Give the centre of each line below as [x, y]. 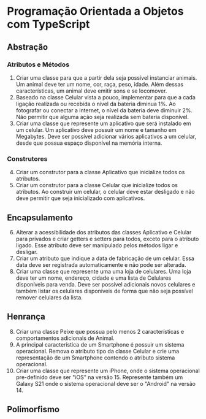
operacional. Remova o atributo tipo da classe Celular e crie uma [97, 351]
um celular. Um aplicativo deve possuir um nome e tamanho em [96, 129]
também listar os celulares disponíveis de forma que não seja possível [105, 291]
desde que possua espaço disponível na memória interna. [89, 143]
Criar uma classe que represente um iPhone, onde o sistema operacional [108, 371]
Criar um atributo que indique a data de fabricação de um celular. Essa [105, 258]
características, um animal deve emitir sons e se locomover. [91, 91]
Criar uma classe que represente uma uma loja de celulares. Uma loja [104, 271]
